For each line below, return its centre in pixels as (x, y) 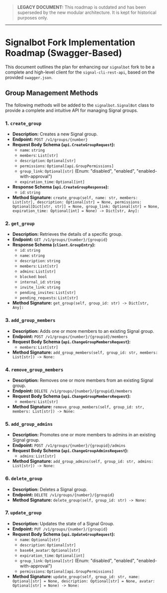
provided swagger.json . (29, 77)
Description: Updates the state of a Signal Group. (63, 523)
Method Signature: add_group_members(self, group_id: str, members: (85, 352)
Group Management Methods (52, 93)
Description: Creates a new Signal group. (55, 134)
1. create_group (23, 123)
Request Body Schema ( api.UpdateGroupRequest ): (64, 534)
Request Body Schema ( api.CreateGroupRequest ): (64, 145)
